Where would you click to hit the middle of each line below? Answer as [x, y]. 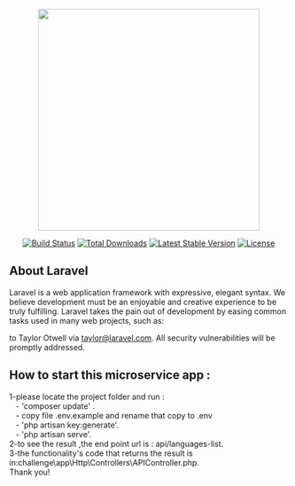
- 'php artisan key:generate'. [67, 425]
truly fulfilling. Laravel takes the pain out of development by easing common [148, 311]
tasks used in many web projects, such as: [87, 320]
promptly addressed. [47, 347]
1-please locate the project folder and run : [87, 396]
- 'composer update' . [55, 406]
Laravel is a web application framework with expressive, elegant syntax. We [147, 292]
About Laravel [49, 271]
